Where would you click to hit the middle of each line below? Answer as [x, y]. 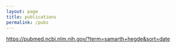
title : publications [32, 17]
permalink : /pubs [27, 22]
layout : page [22, 11]
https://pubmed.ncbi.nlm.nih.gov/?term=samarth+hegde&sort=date [88, 39]
